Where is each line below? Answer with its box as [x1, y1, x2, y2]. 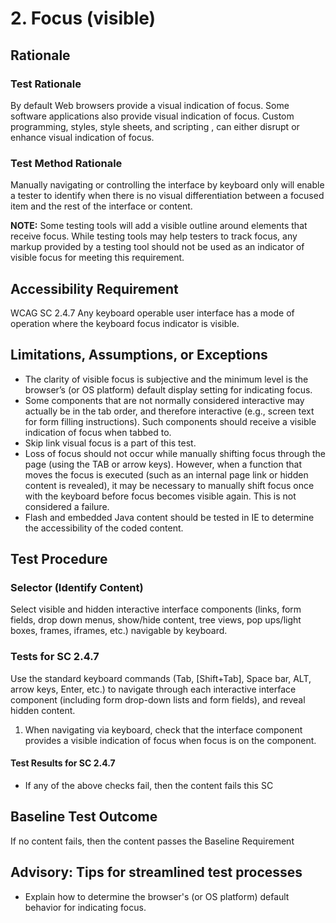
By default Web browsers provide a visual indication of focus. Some [10, 99, 290, 111]
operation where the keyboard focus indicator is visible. [10, 317, 240, 329]
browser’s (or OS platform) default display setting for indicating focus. [24, 383, 313, 396]
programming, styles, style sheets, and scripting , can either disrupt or [10, 120, 300, 132]
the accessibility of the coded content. [24, 522, 184, 534]
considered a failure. [24, 500, 110, 512]
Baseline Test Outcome [10, 808, 158, 826]
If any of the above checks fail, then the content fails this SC [24, 779, 274, 791]
